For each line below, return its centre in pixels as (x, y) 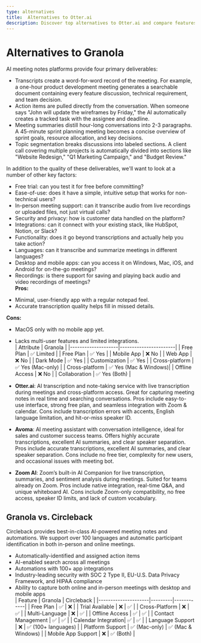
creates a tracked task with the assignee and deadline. (82, 119)
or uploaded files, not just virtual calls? (63, 212)
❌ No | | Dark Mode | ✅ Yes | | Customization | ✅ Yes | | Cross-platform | (104, 360)
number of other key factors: (42, 175)
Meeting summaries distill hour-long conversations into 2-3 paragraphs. (103, 125)
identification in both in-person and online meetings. (71, 544)
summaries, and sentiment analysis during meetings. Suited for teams (101, 479)
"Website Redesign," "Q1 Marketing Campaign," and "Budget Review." (100, 157)
